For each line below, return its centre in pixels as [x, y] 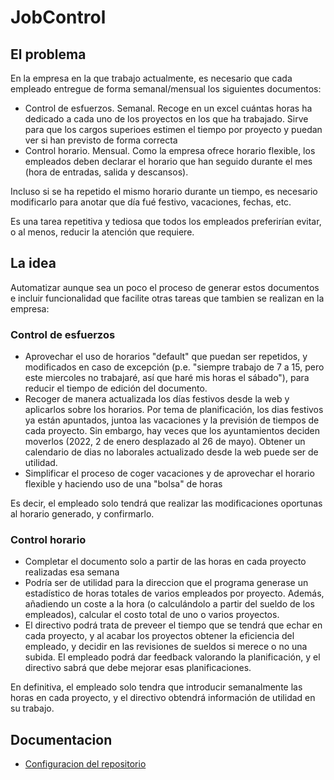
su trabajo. [32, 708]
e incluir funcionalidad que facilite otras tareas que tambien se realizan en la [167, 298]
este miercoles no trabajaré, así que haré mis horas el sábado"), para [167, 378]
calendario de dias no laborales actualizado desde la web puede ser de [171, 452]
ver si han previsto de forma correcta [101, 140]
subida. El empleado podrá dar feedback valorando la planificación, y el [172, 657]
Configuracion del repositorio [85, 764]
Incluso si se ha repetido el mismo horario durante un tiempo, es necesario [164, 191]
